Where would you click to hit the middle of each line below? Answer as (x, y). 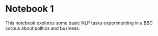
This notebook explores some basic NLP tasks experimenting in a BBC (79, 23)
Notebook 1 (30, 9)
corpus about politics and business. (43, 28)
